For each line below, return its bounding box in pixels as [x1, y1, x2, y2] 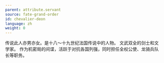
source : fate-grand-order [5, 12, 59, 17]
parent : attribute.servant [5, 7, 61, 12]
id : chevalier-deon [5, 16, 46, 21]
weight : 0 [5, 26, 26, 31]
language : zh [5, 21, 32, 26]
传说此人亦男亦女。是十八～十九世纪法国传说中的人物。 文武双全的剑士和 [5, 40, 155, 46]
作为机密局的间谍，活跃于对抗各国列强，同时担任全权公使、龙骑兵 [19, 46, 155, 52]
